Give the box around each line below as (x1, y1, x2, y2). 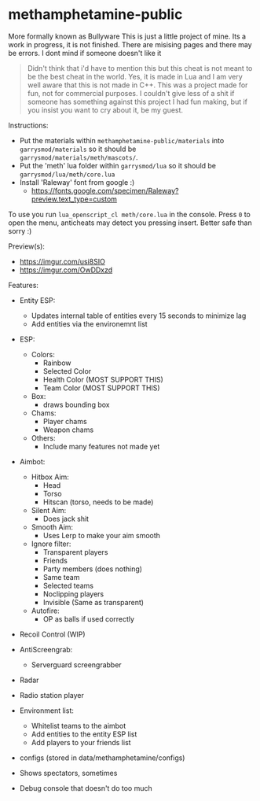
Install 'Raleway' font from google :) (19, 177, 135, 186)
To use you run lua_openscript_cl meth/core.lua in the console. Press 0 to (8, 209, 251, 219)
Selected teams (42, 581, 94, 590)
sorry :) (8, 226, 32, 235)
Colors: (31, 349, 55, 359)
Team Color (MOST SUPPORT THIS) (42, 383, 160, 393)
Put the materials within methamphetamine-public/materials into (19, 135, 225, 145)
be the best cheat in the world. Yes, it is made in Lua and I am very (27, 72, 244, 81)
